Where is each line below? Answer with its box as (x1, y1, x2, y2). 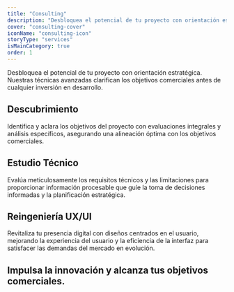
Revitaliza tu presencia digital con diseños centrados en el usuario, (7, 229, 199, 238)
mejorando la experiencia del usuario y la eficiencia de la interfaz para (7, 237, 209, 245)
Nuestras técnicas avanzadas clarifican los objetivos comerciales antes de (7, 75, 221, 84)
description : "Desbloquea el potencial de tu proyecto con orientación (7, 17, 219, 24)
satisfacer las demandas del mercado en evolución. (7, 244, 155, 252)
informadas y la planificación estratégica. (7, 190, 126, 199)
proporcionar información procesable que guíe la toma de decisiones (7, 183, 205, 191)
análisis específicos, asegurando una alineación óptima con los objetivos (7, 129, 217, 138)
